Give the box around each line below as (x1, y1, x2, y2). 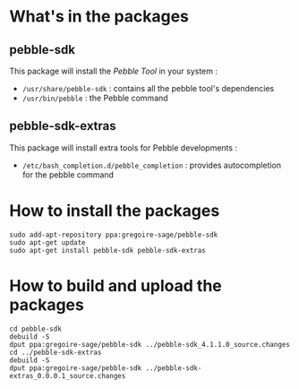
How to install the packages (9, 201, 220, 220)
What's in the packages (9, 6, 190, 27)
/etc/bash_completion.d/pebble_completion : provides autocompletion (21, 160, 282, 170)
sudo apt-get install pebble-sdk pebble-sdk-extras (9, 246, 206, 255)
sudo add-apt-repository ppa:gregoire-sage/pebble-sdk (9, 230, 218, 239)
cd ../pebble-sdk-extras (9, 348, 102, 357)
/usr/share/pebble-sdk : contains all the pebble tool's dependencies (21, 83, 275, 93)
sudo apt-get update (9, 238, 87, 247)
